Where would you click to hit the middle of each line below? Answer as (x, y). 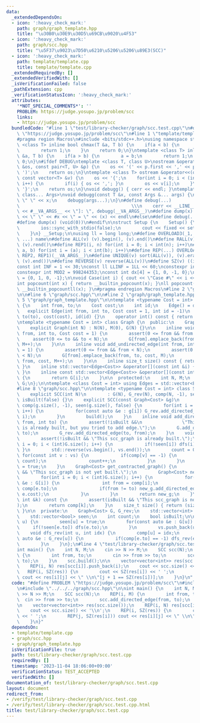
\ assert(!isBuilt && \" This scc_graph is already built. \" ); (105, 439)
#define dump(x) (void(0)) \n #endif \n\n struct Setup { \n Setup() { (105, 223)
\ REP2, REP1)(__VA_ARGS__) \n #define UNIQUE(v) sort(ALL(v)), (96, 256)
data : (13, 12)
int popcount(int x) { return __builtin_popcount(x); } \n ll (93, 283)
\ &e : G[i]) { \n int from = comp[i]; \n (88, 483)
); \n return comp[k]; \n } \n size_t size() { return (100, 505)
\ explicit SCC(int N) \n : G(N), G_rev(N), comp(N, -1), (102, 394)
